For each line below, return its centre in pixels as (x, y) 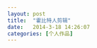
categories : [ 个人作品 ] (40, 34)
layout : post (27, 14)
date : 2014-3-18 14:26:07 (49, 27)
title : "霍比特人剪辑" (39, 20)
